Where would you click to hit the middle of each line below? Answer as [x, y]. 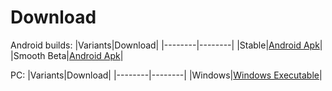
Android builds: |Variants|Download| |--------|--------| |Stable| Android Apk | [166, 45]
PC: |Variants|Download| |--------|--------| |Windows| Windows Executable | [166, 75]
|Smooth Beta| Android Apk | [67, 55]
